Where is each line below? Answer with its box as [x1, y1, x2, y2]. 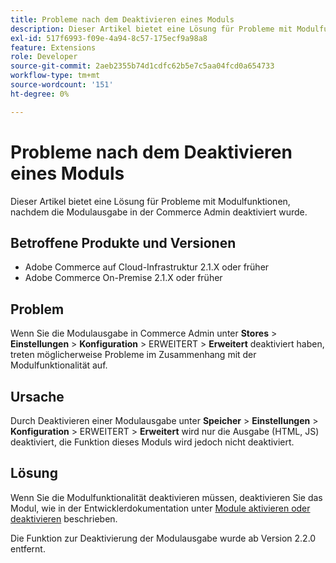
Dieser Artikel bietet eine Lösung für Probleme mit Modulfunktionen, [10, 195, 291, 207]
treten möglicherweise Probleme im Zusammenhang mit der [10, 349, 257, 361]
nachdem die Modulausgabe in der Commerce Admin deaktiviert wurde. [10, 206, 308, 218]
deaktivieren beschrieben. [10, 512, 118, 525]
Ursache [10, 388, 65, 405]
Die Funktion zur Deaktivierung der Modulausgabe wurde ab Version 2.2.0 [10, 532, 317, 544]
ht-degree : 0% [10, 89, 70, 99]
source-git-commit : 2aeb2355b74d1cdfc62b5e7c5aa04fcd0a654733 [10, 61, 275, 71]
